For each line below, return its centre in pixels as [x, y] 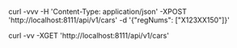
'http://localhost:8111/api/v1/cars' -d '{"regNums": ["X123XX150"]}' [119, 20]
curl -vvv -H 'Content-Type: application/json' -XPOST [98, 12]
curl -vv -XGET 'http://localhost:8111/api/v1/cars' [89, 36]
